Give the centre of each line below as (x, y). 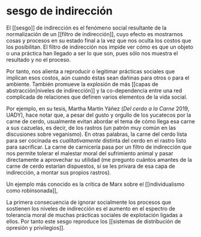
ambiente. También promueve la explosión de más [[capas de (82, 84)
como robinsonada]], (32, 190)
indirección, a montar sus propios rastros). (59, 172)
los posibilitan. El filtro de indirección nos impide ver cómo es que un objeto (100, 47)
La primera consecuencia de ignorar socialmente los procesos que (89, 202)
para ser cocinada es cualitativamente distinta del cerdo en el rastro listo (96, 140)
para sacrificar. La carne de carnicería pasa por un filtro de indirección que (99, 147)
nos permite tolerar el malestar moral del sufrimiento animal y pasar (90, 153)
